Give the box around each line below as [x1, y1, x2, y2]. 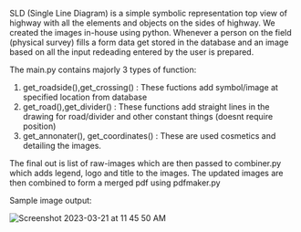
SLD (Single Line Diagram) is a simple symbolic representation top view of [9, 8, 288, 18]
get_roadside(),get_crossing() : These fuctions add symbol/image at [22, 82, 278, 92]
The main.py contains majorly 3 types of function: [9, 64, 197, 75]
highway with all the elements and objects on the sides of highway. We [9, 17, 275, 28]
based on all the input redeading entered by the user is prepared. [9, 47, 254, 58]
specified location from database [22, 91, 148, 102]
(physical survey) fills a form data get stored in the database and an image [9, 37, 289, 47]
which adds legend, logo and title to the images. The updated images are [9, 168, 284, 178]
